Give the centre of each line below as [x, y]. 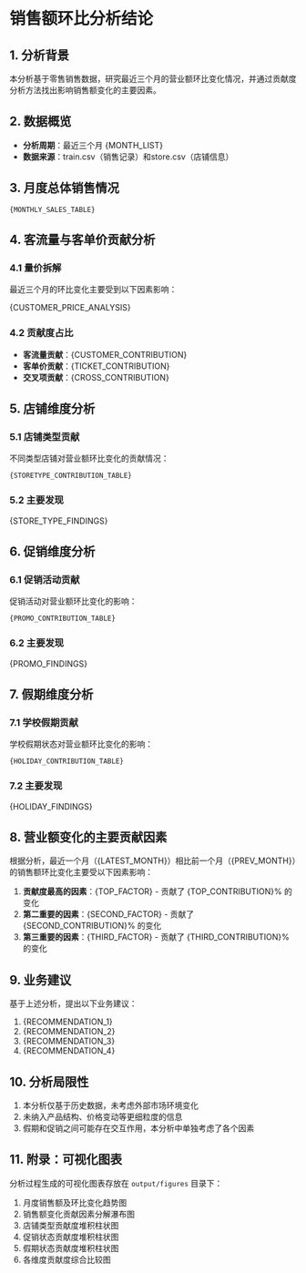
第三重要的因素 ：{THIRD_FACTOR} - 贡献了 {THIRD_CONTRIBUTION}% [156, 937]
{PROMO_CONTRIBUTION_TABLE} [63, 619]
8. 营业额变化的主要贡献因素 [88, 837]
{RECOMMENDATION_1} [68, 1022]
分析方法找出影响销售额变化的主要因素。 [85, 90]
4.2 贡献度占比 [41, 333]
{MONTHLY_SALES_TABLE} [52, 209]
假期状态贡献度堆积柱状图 [71, 1248]
